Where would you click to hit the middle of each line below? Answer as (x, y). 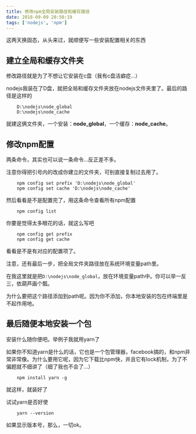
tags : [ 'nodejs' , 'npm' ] (37, 22)
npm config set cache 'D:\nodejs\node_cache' (74, 188)
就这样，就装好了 (27, 389)
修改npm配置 (30, 144)
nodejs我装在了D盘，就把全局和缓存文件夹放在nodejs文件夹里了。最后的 (94, 89)
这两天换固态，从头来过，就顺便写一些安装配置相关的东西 (76, 40)
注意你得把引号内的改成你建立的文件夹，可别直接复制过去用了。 (84, 172)
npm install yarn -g (42, 378)
